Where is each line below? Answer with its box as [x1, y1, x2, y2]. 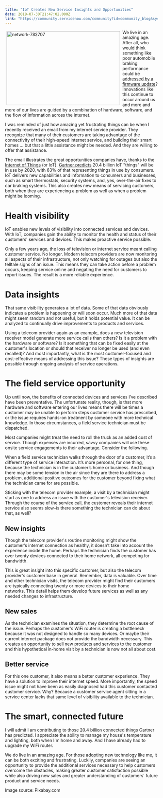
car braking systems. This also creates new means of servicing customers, [5, 183, 155, 189]
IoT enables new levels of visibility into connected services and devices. [5, 226, 149, 232]
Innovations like [122, 86, 154, 92]
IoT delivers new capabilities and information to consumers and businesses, [5, 172, 157, 178]
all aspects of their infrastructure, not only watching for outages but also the [5, 256, 158, 262]
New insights [5, 524, 46, 533]
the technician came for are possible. [5, 480, 79, 486]
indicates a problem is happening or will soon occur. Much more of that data [5, 310, 158, 316]
